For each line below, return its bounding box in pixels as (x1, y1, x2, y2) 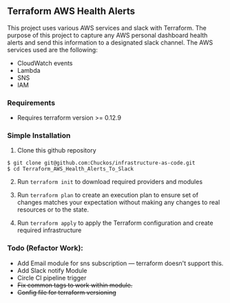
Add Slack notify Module (17, 266, 87, 274)
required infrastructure (17, 226, 82, 234)
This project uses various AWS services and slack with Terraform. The (7, 23, 207, 32)
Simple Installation (7, 131, 71, 140)
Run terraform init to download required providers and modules (17, 178, 203, 186)
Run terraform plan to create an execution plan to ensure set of (17, 191, 198, 199)
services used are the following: (7, 45, 98, 54)
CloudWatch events (17, 58, 74, 67)
